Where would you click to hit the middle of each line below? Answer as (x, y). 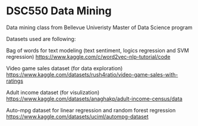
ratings (15, 81)
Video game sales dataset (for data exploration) (65, 68)
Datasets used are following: (41, 39)
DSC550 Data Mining (59, 11)
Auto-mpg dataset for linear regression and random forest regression (91, 110)
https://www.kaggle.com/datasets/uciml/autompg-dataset (77, 116)
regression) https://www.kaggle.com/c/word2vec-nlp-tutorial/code (88, 56)
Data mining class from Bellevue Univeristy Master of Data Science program (99, 27)
